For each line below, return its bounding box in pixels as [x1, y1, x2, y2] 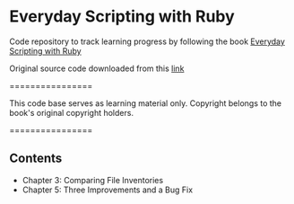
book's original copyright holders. [9, 107, 134, 118]
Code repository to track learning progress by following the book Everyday [9, 36, 285, 47]
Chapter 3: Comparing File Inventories [22, 174, 164, 185]
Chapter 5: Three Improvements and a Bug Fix [22, 184, 194, 195]
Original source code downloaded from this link [9, 63, 185, 74]
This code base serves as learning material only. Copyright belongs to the [9, 97, 282, 109]
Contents [9, 151, 63, 166]
